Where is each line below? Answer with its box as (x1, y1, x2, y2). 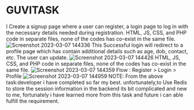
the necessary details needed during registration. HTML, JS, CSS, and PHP (6, 29, 187, 36)
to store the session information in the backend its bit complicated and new (6, 85, 187, 92)
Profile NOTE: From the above (6, 73, 164, 80)
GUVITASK (6, 4, 60, 17)
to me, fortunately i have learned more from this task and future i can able (6, 91, 183, 98)
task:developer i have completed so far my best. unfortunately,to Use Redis (6, 78, 188, 85)
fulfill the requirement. (6, 97, 60, 104)
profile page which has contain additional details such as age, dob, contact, (6, 47, 188, 54)
